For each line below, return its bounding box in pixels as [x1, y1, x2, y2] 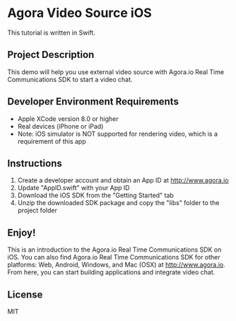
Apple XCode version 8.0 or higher [17, 115, 119, 123]
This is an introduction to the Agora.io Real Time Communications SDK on [7, 245, 222, 254]
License [7, 288, 43, 300]
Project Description [7, 49, 95, 61]
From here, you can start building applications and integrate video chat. [7, 268, 216, 276]
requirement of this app [17, 136, 86, 146]
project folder [17, 206, 58, 215]
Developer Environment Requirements [7, 95, 179, 107]
